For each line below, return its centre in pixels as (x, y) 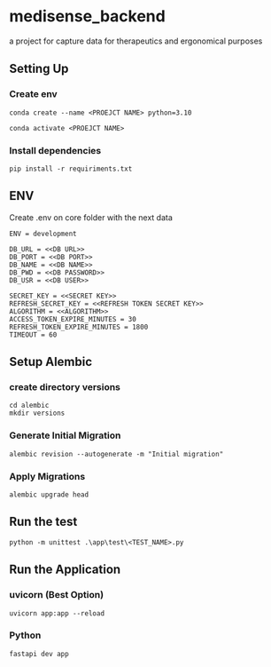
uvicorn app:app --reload (57, 613)
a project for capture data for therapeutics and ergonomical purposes (136, 41)
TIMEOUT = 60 (33, 335)
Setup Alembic (51, 362)
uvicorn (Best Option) (57, 595)
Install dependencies (55, 150)
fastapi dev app (39, 654)
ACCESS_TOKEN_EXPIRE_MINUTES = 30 (73, 319)
